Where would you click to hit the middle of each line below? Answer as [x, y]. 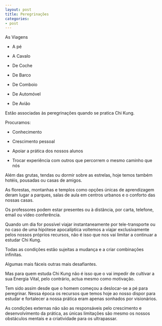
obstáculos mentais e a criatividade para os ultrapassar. [61, 319]
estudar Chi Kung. [23, 240]
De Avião [21, 104]
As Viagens [17, 37]
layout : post [18, 10]
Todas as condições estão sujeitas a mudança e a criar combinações [74, 250]
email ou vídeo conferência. [33, 215]
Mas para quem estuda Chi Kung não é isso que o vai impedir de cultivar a [80, 274]
